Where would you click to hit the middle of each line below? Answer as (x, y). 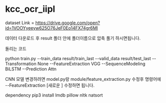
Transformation (21, 64)
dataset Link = (20, 23)
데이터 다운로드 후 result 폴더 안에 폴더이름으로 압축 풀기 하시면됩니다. (73, 38)
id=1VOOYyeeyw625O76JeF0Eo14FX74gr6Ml (52, 28)
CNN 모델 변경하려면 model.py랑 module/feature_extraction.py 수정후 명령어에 (83, 79)
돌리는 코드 (16, 48)
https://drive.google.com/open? (68, 23)
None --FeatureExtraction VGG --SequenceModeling (91, 64)
